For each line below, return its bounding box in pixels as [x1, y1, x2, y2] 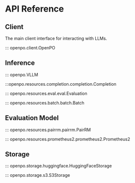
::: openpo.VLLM [5, 72, 38, 77]
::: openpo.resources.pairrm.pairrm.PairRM [5, 127, 91, 133]
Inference [5, 59, 35, 67]
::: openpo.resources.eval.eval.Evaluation [5, 91, 87, 96]
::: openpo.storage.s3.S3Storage [5, 172, 70, 178]
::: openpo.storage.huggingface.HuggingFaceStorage [5, 163, 112, 169]
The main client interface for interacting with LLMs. [5, 35, 107, 41]
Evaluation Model [5, 114, 59, 122]
